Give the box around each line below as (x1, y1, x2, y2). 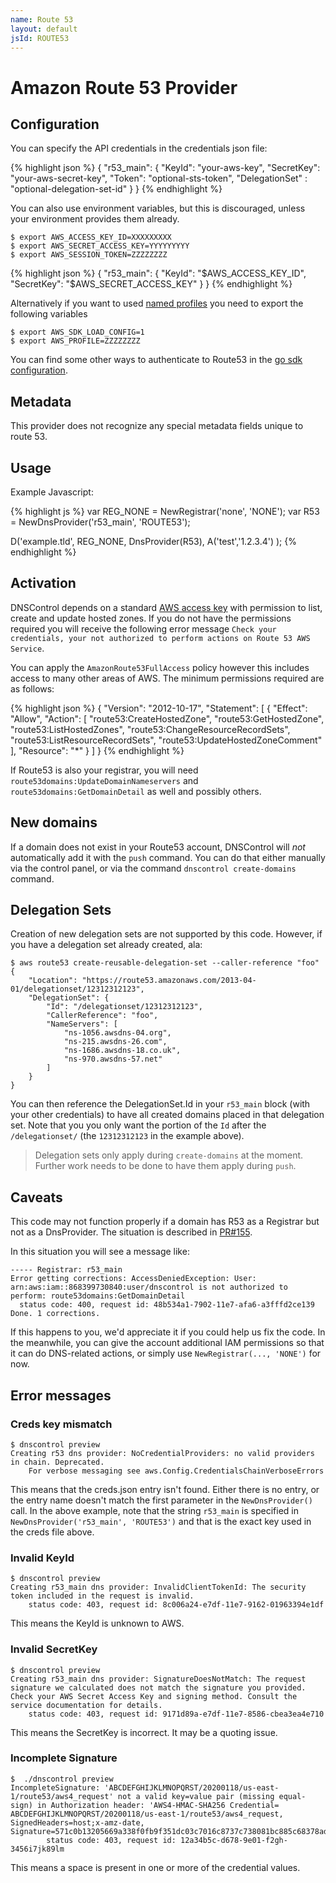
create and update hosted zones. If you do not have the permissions (10, 612, 292, 624)
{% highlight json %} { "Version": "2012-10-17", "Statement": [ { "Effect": (10, 702, 308, 714)
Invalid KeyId (10, 1551, 75, 1565)
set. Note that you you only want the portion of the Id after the (10, 1119, 267, 1131)
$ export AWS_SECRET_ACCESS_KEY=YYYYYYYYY (10, 241, 190, 251)
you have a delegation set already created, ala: (10, 939, 203, 951)
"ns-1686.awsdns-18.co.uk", (63, 1046, 182, 1056)
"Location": (28, 976, 78, 986)
